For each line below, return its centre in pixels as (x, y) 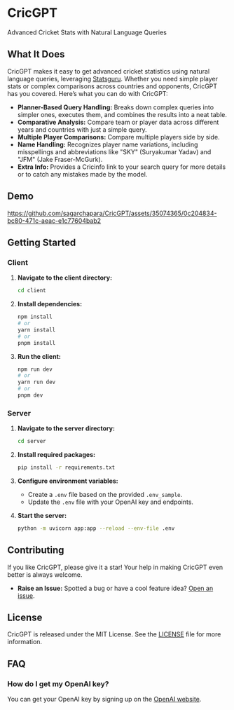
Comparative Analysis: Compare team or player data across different (118, 122)
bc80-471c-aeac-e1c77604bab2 (54, 220)
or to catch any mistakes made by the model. (82, 174)
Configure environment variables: (68, 481)
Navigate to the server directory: (66, 428)
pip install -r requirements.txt (66, 467)
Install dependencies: (50, 304)
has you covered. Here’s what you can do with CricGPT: (88, 93)
